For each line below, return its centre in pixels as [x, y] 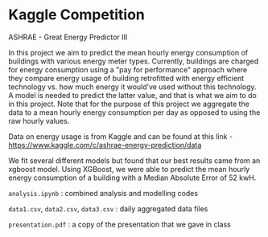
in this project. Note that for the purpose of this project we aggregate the [129, 104]
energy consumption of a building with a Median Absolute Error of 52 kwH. [132, 178]
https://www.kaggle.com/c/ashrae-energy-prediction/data [105, 145]
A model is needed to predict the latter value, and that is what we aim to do [133, 95]
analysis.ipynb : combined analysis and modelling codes [103, 193]
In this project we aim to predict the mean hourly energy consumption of [128, 52]
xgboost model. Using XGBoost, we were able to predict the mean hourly [129, 169]
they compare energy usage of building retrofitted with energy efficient [126, 78]
